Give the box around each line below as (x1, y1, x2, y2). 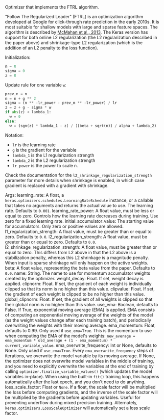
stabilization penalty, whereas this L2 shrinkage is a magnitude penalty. (5, 255, 149, 261)
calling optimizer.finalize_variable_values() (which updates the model (5, 368, 153, 374)
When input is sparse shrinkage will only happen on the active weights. (5, 260, 148, 265)
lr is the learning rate (12, 142, 56, 148)
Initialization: (5, 54, 31, 60)
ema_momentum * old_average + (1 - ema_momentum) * (5, 338, 113, 343)
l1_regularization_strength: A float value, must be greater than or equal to (5, 228, 152, 235)
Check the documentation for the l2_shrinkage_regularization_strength (5, 172, 152, 178)
